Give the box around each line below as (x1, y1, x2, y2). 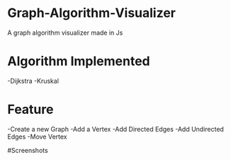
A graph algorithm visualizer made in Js (7, 28, 123, 37)
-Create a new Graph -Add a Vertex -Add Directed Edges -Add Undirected (7, 125, 225, 133)
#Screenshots (7, 146, 48, 154)
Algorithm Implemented (7, 53, 150, 69)
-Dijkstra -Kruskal (7, 76, 59, 85)
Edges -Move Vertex (7, 132, 67, 141)
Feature (7, 101, 54, 118)
